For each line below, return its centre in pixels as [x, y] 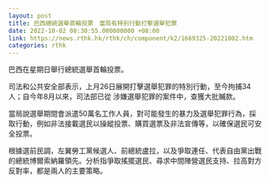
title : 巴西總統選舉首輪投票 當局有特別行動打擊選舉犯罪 [93, 23]
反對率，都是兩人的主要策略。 [57, 171]
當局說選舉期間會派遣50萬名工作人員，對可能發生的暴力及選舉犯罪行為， [129, 114]
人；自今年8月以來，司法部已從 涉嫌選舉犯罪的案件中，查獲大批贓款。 [124, 96]
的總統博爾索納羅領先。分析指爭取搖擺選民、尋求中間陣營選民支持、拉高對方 [135, 161]
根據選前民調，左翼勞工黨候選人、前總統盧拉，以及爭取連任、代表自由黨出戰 [135, 151]
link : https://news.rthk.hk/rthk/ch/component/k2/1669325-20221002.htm [131, 38]
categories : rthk [37, 46]
